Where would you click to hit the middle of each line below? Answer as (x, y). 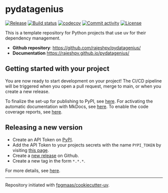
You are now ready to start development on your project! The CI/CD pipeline (83, 80)
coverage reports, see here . (34, 111)
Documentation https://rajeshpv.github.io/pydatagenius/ (71, 53)
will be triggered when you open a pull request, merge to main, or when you (83, 86)
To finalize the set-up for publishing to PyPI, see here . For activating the (79, 101)
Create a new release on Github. (45, 155)
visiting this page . (30, 150)
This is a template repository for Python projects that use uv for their (76, 32)
